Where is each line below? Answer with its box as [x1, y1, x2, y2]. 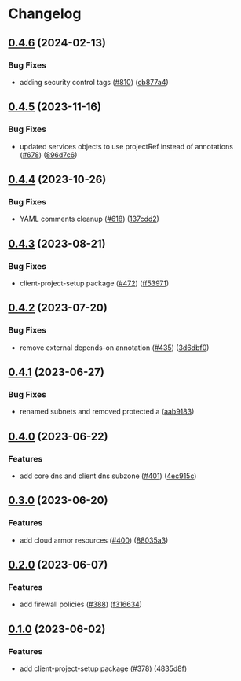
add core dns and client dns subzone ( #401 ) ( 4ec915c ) [19, 471, 197, 480]
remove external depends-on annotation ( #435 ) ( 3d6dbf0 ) [19, 343, 210, 352]
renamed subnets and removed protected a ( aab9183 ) [19, 407, 195, 417]
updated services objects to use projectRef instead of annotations [19, 142, 234, 151]
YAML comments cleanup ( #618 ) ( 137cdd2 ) [19, 214, 159, 224]
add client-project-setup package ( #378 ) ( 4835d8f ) [19, 664, 188, 673]
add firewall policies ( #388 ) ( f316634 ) [19, 599, 143, 609]
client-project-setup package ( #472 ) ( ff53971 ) [19, 278, 170, 288]
